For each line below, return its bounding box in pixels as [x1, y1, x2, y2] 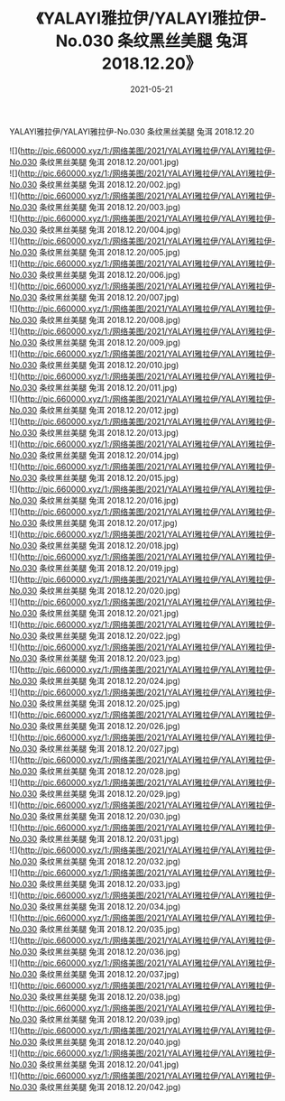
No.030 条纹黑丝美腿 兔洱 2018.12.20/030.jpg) [9, 810, 181, 821]
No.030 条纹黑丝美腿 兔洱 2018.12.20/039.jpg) [9, 1013, 181, 1024]
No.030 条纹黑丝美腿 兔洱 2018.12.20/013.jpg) [9, 427, 179, 438]
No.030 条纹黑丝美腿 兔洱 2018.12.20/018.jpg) [9, 540, 179, 550]
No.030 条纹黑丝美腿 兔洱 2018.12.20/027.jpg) [9, 743, 179, 754]
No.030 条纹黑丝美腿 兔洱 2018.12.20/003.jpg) [9, 201, 181, 212]
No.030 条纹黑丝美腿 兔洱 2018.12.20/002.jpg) [9, 179, 181, 190]
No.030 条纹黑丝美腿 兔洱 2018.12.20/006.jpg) [9, 269, 181, 280]
